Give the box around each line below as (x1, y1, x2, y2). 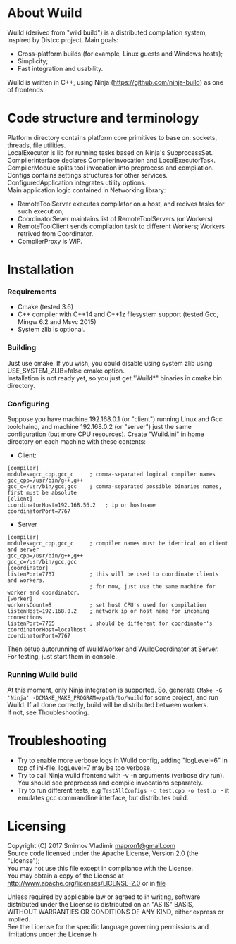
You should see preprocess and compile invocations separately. (17, 778, 204, 787)
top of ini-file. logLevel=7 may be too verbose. (17, 764, 153, 772)
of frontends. (7, 85, 46, 94)
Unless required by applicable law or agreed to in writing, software (7, 893, 201, 901)
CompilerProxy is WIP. (17, 237, 82, 245)
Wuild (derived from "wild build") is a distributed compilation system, (7, 28, 208, 37)
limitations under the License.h (7, 930, 97, 938)
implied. (7, 915, 30, 924)
